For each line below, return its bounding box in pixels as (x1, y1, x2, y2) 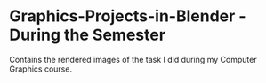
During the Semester (9, 25, 166, 45)
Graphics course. (9, 64, 73, 74)
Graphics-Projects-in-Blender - (9, 6, 246, 26)
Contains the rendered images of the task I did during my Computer (9, 54, 257, 64)
